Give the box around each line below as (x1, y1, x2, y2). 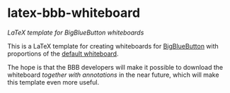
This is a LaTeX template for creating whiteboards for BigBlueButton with (7, 42, 219, 50)
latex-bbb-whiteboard (7, 5, 140, 21)
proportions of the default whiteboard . (7, 49, 119, 58)
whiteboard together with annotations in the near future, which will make (7, 70, 219, 79)
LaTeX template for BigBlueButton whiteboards (7, 28, 144, 37)
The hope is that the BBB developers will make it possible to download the (7, 63, 224, 71)
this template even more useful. (7, 77, 100, 86)
